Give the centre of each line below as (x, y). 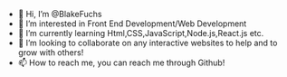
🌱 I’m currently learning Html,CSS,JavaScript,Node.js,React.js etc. (141, 33)
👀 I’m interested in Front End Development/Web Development (132, 24)
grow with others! (51, 53)
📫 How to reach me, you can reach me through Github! (121, 63)
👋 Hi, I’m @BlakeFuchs (60, 14)
